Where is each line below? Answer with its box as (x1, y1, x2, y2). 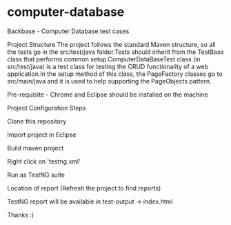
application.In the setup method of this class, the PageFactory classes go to (7, 70, 223, 78)
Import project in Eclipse (7, 130, 77, 139)
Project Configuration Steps (7, 104, 86, 112)
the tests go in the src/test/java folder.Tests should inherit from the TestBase (7, 48, 224, 56)
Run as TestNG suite (7, 170, 66, 179)
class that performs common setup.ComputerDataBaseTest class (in (7, 55, 201, 63)
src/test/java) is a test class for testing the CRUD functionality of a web (7, 62, 209, 70)
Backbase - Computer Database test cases (7, 27, 130, 35)
